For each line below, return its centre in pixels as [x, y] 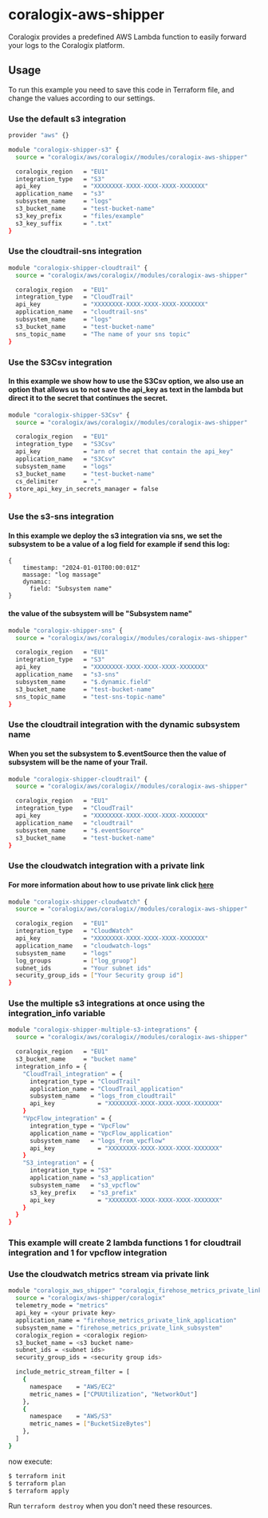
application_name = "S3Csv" [65, 459]
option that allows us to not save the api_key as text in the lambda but [126, 389]
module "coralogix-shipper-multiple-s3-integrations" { [103, 1030]
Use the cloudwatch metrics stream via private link [109, 1275]
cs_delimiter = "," [59, 481]
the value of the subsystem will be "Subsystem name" [100, 614]
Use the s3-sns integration [61, 516]
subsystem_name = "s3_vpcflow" [85, 1185]
